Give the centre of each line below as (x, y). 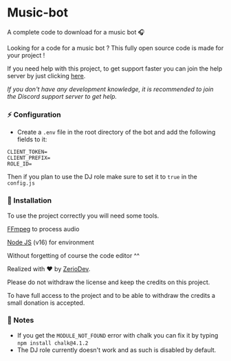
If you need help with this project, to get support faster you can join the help (115, 68)
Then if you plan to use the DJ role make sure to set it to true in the (102, 177)
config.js (21, 183)
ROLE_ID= (20, 164)
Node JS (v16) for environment (51, 242)
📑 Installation (30, 200)
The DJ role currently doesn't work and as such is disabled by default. (117, 350)
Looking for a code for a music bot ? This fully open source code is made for (115, 48)
